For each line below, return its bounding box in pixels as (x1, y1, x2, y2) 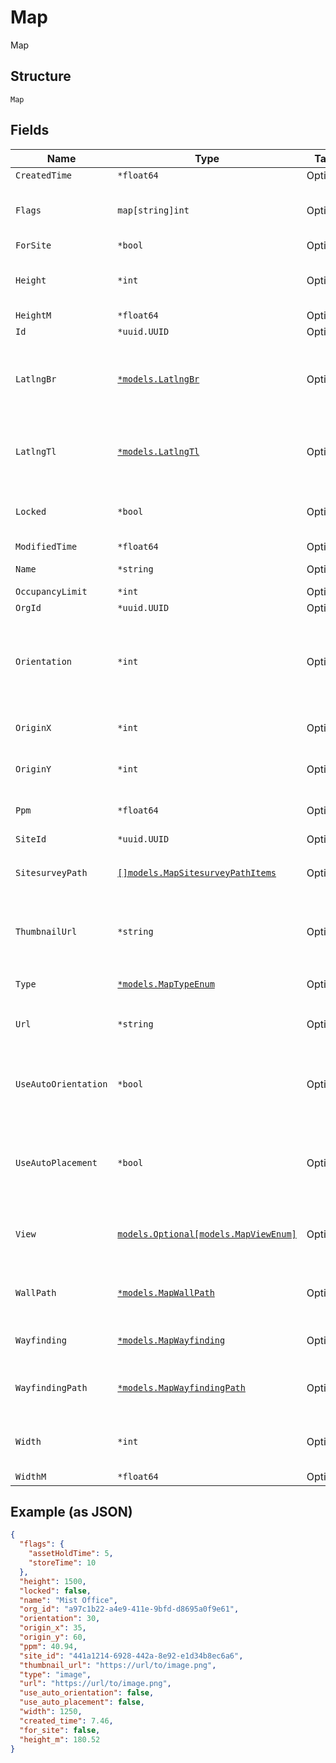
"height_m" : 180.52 (19, 1734, 101, 1745)
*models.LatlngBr (117, 373, 200, 385)
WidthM (15, 1471, 47, 1482)
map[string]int (117, 204, 190, 216)
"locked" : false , (19, 1586, 92, 1596)
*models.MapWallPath (117, 1287, 215, 1298)
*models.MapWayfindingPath (117, 1382, 246, 1393)
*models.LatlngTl (117, 446, 200, 457)
